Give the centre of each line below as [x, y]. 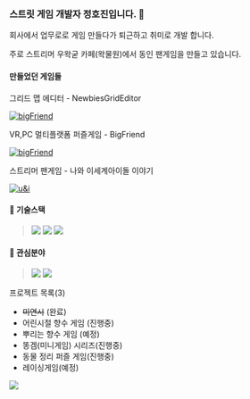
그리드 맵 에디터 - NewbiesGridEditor [75, 98]
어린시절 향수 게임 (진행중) [68, 322]
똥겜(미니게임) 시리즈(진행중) [72, 345]
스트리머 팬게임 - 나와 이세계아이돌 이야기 [81, 170]
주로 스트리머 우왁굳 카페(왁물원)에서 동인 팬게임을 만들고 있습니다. [125, 54]
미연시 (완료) [44, 312]
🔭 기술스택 [28, 210]
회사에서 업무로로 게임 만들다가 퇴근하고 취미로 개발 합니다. [112, 35]
